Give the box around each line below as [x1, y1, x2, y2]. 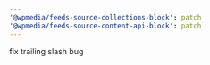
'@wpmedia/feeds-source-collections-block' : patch [9, 12, 202, 22]
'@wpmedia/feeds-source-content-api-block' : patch [9, 21, 202, 30]
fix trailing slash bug [9, 45, 84, 56]
